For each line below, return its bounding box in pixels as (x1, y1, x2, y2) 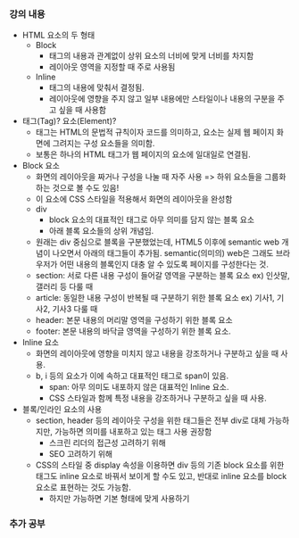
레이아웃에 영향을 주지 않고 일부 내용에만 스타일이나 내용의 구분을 (48, 94, 276, 104)
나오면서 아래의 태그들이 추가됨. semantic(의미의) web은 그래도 (52, 248, 274, 259)
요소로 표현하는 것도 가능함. (35, 482, 131, 492)
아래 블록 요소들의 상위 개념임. (48, 226, 154, 236)
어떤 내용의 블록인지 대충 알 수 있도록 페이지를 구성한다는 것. (59, 259, 270, 269)
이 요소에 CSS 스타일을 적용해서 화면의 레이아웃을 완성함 (35, 194, 233, 204)
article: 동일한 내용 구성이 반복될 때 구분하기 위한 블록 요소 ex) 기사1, (35, 293, 275, 303)
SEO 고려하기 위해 (48, 449, 113, 459)
